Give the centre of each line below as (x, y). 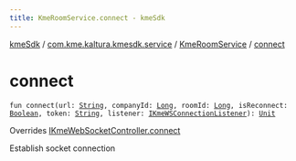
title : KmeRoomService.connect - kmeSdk (88, 18)
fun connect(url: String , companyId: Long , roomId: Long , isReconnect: (148, 105)
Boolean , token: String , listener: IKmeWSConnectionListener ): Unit (143, 113)
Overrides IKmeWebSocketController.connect (95, 130)
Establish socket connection (63, 148)
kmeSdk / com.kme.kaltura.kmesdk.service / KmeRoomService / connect (147, 44)
